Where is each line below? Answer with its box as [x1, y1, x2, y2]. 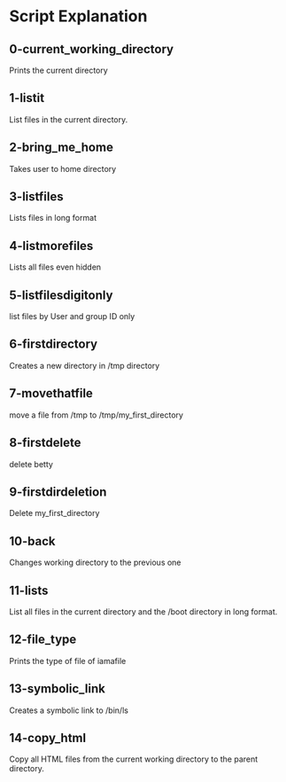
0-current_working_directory [9, 42, 174, 57]
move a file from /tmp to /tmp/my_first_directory [9, 410, 184, 420]
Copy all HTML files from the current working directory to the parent [9, 754, 259, 764]
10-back [9, 534, 56, 549]
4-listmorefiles [9, 238, 94, 254]
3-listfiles [9, 189, 64, 205]
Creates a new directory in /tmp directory [9, 360, 160, 371]
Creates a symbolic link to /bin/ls [9, 705, 128, 716]
